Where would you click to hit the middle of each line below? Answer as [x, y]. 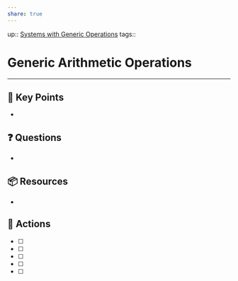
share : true [25, 14]
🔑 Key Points [36, 97]
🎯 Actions [29, 224]
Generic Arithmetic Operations [100, 63]
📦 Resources [38, 181]
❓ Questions [35, 138]
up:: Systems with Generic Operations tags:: [72, 34]
